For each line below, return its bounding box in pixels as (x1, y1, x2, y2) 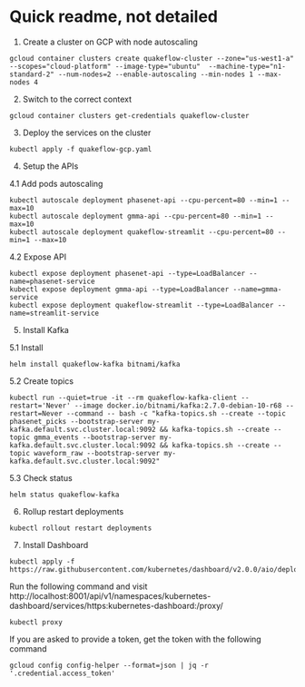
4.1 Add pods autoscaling (9, 178, 103, 189)
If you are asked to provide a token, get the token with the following (9, 633, 261, 644)
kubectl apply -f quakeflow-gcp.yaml (9, 144, 152, 153)
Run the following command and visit (9, 581, 148, 592)
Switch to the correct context (22, 93, 133, 104)
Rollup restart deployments (22, 505, 124, 516)
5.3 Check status (9, 472, 73, 483)
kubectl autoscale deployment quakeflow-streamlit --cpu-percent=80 (9, 227, 274, 237)
